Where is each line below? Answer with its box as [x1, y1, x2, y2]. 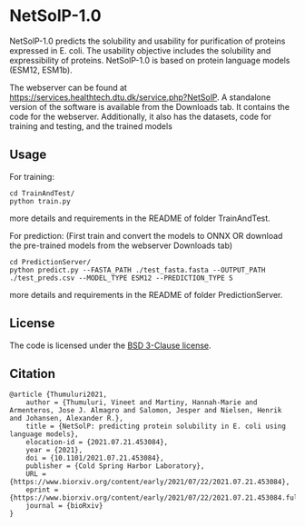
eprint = [25, 485, 59, 495]
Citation [9, 365, 56, 382]
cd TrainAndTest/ [9, 188, 75, 198]
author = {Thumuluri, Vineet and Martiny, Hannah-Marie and [25, 398, 258, 407]
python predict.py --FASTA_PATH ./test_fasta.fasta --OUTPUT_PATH [9, 265, 266, 274]
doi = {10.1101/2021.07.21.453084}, [25, 453, 165, 463]
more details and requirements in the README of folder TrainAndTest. [9, 213, 271, 224]
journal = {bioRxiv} [25, 502, 103, 511]
